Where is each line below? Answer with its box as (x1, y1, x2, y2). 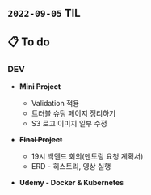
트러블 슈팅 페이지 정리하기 (31, 108, 116, 118)
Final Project (19, 135, 63, 145)
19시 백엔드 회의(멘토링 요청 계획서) (31, 151, 144, 161)
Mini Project (19, 82, 61, 91)
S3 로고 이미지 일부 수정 (31, 119, 107, 129)
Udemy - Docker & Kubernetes (19, 178, 124, 188)
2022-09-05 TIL (7, 6, 82, 20)
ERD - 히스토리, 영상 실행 (31, 162, 111, 172)
